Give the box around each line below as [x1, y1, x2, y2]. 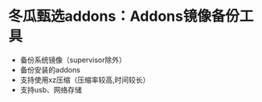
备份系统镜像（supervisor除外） [19, 55, 127, 65]
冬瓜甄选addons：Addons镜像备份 [8, 7, 239, 25]
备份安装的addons [19, 65, 80, 74]
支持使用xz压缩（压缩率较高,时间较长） [19, 75, 150, 84]
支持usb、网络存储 [19, 84, 83, 94]
